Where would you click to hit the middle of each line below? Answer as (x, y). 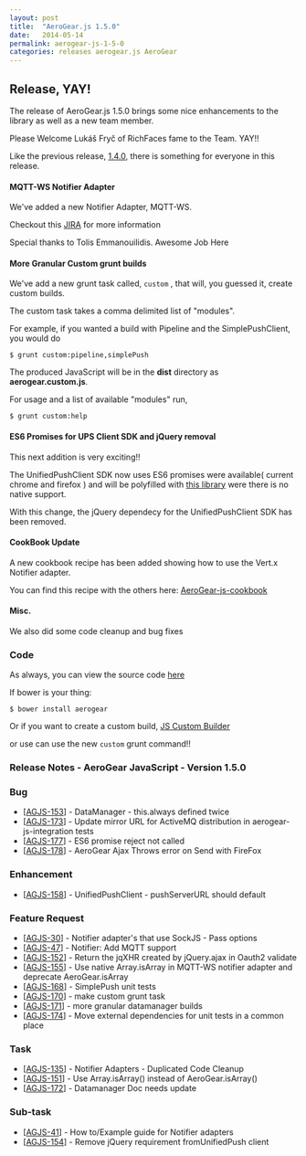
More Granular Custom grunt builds (78, 263)
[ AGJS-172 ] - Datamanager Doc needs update (110, 1088)
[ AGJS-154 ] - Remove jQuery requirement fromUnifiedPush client (146, 1141)
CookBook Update (45, 542)
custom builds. (37, 293)
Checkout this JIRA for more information (85, 225)
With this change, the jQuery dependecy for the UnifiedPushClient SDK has (151, 512)
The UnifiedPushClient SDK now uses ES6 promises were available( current (152, 474)
